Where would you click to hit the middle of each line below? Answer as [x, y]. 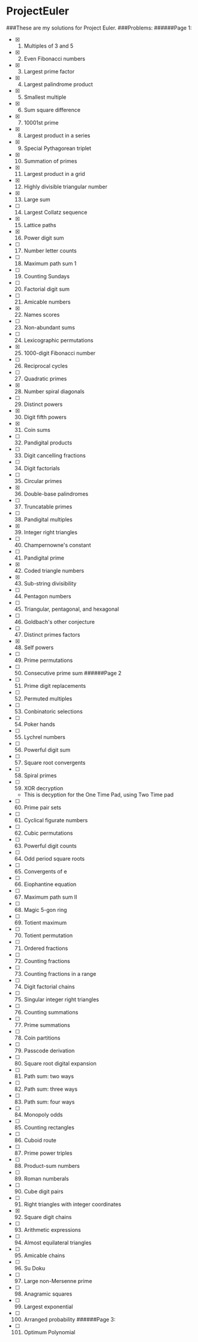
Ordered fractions [46, 948]
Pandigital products [48, 442]
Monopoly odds [43, 1114]
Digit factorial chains [49, 987]
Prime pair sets [43, 807]
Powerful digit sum [47, 750]
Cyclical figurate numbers [56, 820]
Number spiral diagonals [54, 391]
